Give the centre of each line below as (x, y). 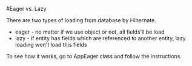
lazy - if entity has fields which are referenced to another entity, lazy (100, 38)
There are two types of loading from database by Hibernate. (81, 20)
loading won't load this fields (51, 45)
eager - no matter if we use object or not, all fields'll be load (90, 32)
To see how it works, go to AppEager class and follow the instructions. (94, 56)
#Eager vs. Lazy (26, 9)
